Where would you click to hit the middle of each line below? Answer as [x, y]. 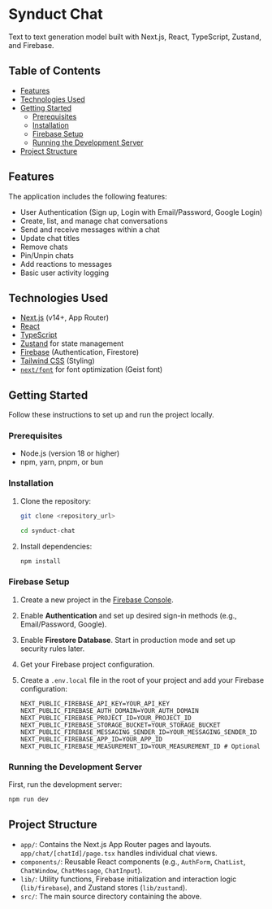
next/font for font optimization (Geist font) [91, 369]
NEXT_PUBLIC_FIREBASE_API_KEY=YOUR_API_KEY [95, 704]
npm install [40, 561]
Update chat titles [50, 238]
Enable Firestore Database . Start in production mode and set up [127, 640]
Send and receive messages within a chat [90, 229]
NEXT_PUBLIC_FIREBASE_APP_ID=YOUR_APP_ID [91, 739]
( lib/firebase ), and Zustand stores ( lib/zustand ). [104, 887]
